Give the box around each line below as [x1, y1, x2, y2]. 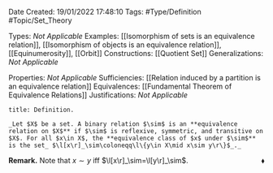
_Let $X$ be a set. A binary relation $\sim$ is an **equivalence [8, 120, 238, 128]
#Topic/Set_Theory [8, 15, 72, 25]
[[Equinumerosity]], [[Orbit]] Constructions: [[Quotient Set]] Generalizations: [8, 49, 264, 58]
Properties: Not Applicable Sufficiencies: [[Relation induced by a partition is [8, 73, 262, 82]
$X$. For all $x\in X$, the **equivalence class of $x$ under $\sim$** [8, 134, 256, 142]
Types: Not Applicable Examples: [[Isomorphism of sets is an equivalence [8, 32, 255, 41]
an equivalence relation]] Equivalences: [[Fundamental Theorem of [8, 81, 232, 91]
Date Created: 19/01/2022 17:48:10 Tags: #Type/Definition [8, 7, 201, 16]
